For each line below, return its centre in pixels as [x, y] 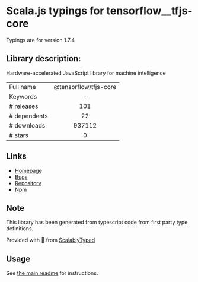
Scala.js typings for [55, 11]
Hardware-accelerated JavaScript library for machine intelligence [86, 73]
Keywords [23, 96]
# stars [19, 135]
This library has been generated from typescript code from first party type [97, 222]
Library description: [44, 58]
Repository [28, 183]
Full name [23, 87]
